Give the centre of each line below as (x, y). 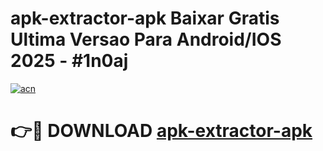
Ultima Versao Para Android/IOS (146, 39)
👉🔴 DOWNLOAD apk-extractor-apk (161, 131)
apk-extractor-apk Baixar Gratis (145, 18)
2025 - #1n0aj (69, 61)
